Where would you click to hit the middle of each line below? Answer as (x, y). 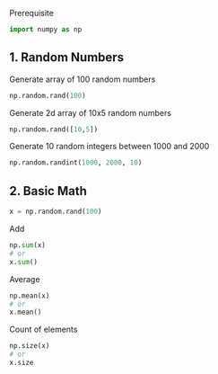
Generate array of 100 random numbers (83, 79)
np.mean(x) (30, 296)
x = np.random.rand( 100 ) (56, 212)
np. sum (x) (28, 245)
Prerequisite (31, 13)
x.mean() (26, 312)
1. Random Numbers (66, 58)
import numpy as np (46, 30)
